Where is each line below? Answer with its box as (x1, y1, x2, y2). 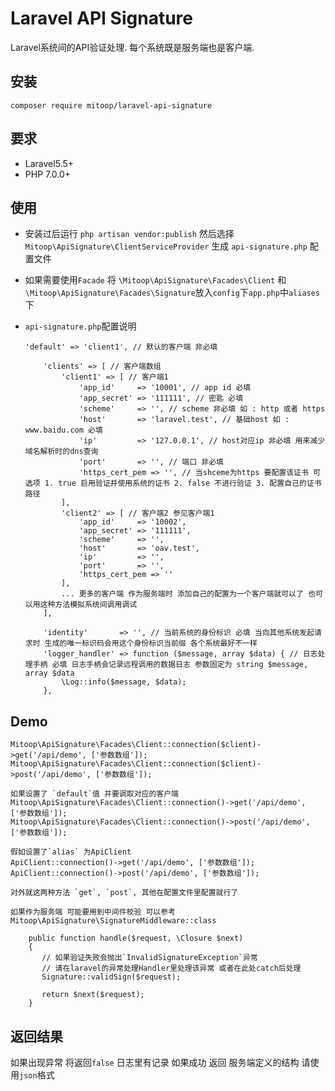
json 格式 (19, 1069, 55, 1081)
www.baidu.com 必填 (24, 425, 103, 436)
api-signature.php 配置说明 (24, 320, 137, 332)
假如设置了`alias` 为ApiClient (10, 847, 132, 857)
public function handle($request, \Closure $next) (28, 933, 244, 944)
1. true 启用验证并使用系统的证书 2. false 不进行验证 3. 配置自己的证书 (44, 478, 322, 489)
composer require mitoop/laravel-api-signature (10, 100, 213, 111)
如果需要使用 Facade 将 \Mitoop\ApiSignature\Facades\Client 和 (24, 274, 287, 286)
